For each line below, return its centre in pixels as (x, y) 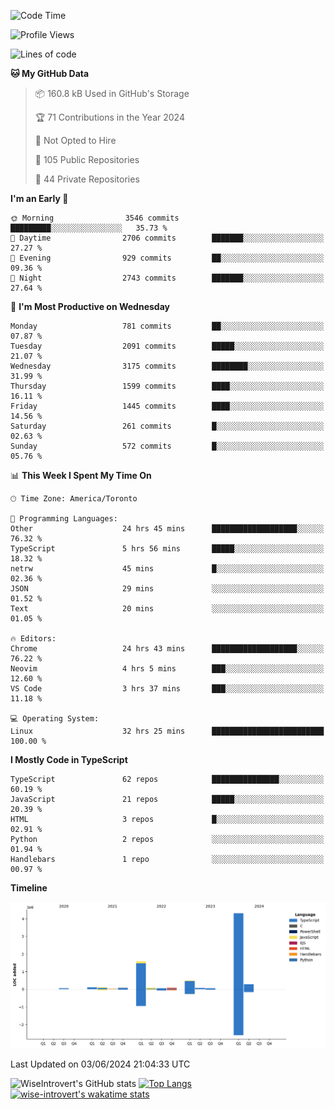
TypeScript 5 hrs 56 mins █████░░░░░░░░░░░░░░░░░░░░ (167, 549)
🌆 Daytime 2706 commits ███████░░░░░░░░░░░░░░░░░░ (167, 238)
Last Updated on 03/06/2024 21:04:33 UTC (100, 1064)
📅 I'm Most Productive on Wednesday (90, 306)
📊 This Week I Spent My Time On (81, 475)
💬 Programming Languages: (64, 519)
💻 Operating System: (55, 719)
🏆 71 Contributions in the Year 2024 (109, 117)
